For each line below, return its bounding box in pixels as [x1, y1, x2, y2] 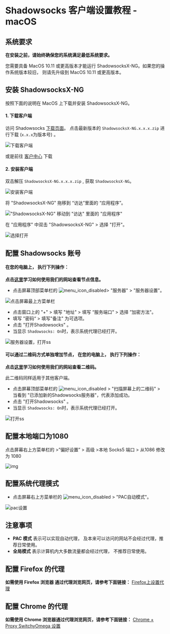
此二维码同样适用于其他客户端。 [5, 375, 72, 381]
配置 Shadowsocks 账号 [5, 249, 81, 257]
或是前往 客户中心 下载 [5, 153, 52, 159]
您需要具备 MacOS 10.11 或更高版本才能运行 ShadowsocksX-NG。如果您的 [5, 63, 160, 69]
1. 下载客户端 [5, 113, 32, 119]
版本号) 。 [37, 131, 59, 138]
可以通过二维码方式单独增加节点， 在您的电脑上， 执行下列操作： [5, 351, 141, 358]
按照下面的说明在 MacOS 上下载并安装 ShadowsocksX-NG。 [5, 100, 132, 106]
